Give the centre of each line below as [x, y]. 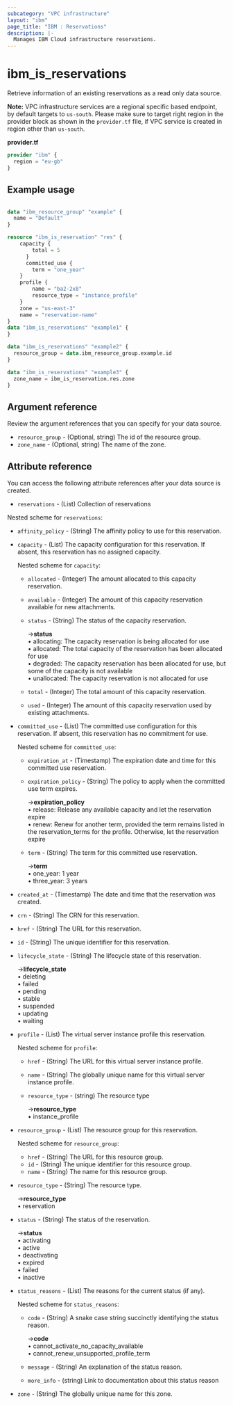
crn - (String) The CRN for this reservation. [78, 915]
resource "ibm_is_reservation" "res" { [65, 237]
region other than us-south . [46, 129]
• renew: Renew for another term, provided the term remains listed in [126, 824]
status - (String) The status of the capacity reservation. [107, 620]
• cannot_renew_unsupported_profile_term [89, 1353]
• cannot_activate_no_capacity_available [85, 1346]
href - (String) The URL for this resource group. [95, 1157]
